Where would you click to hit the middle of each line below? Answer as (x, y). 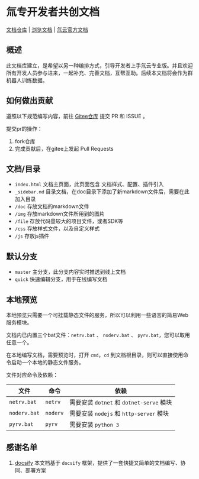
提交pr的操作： (24, 128)
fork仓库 (25, 141)
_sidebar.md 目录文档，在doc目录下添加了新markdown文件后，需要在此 (102, 192)
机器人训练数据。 (27, 80)
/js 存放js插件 (32, 236)
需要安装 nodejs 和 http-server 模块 (119, 413)
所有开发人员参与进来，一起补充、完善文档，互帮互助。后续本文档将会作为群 (99, 73)
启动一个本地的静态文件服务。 (47, 362)
